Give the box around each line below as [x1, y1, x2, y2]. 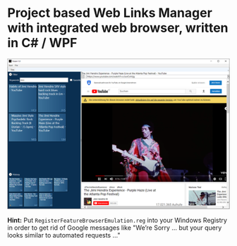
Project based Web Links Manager [7, 5, 213, 21]
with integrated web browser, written [7, 20, 229, 36]
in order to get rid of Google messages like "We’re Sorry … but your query [7, 223, 222, 232]
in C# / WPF [7, 35, 78, 51]
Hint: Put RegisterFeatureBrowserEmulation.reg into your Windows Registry [7, 216, 228, 225]
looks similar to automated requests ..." [7, 231, 121, 240]
